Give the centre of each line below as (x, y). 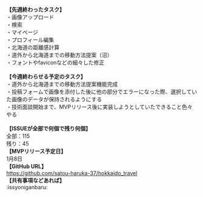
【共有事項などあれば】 (35, 180)
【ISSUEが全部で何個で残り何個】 (49, 129)
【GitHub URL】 (27, 166)
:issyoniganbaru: (27, 187)
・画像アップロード (30, 17)
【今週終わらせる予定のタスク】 (46, 76)
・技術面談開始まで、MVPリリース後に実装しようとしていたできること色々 (99, 107)
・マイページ (22, 32)
